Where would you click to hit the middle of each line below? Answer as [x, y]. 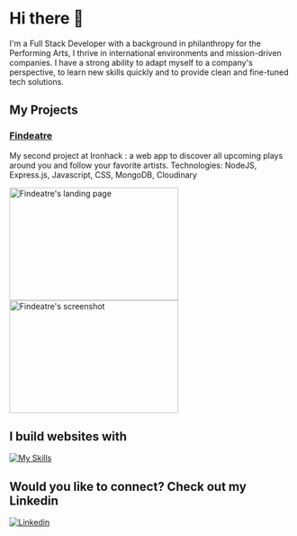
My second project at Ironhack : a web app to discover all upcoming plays [146, 155]
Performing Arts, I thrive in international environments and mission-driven [145, 52]
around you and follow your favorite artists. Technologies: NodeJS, [133, 165]
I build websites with [68, 437]
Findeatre [31, 136]
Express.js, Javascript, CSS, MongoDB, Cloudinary [103, 174]
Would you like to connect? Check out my [128, 486]
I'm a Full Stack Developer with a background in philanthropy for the [135, 43]
